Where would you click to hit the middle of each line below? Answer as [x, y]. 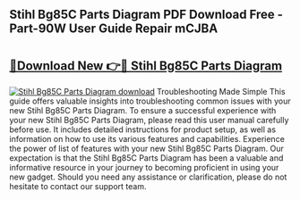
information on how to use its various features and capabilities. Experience [147, 139]
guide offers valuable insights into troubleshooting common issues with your [150, 101]
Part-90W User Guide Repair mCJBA [114, 29]
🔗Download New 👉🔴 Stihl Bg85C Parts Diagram [146, 66]
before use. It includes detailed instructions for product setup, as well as [142, 129]
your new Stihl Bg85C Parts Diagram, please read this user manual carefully [149, 120]
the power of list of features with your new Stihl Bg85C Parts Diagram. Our [147, 148]
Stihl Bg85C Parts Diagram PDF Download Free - [146, 15]
